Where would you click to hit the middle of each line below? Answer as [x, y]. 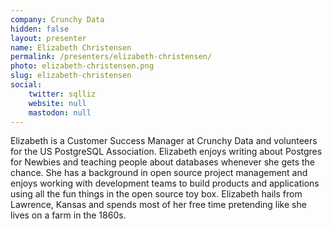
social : [26, 85]
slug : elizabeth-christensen [71, 76]
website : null [57, 103]
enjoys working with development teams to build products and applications [165, 183]
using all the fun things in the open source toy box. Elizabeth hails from [156, 194]
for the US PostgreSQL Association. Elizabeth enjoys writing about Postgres [166, 152]
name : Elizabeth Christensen [71, 47]
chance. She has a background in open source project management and [159, 173]
